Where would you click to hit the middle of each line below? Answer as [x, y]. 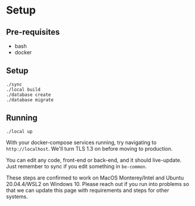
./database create [28, 95]
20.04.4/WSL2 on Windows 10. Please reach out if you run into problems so [98, 184]
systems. [17, 196]
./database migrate [30, 100]
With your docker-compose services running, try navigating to [81, 142]
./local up [19, 131]
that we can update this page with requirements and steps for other [88, 190]
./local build [23, 89]
